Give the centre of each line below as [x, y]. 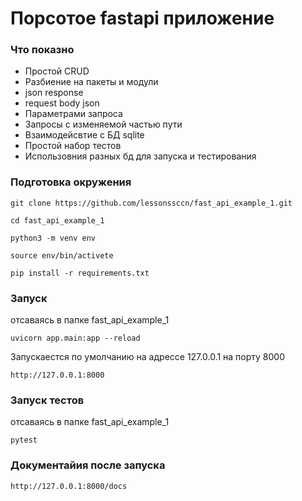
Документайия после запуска [88, 465]
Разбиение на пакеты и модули [91, 82]
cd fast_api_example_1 [57, 220]
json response [54, 93]
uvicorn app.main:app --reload [75, 338]
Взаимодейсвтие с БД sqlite [84, 135]
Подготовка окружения [71, 182]
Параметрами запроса [73, 114]
